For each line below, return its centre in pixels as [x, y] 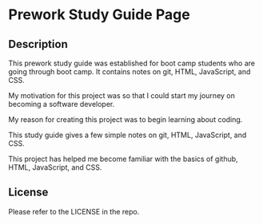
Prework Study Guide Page [99, 15]
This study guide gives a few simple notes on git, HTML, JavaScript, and [128, 135]
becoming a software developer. [62, 104]
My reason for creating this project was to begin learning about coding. [126, 120]
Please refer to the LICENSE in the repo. [74, 211]
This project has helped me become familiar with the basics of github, [123, 159]
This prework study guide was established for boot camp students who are [132, 63]
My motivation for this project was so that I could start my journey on [122, 96]
